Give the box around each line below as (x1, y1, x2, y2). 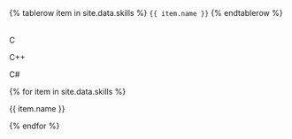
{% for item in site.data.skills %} (9, 87, 127, 97)
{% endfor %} (9, 120, 60, 131)
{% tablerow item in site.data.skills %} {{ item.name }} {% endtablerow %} (9, 8, 283, 18)
